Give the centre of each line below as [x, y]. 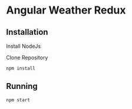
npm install [21, 68]
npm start [18, 100]
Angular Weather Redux [66, 10]
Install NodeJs [24, 46]
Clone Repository [27, 57]
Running [22, 86]
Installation [27, 32]
